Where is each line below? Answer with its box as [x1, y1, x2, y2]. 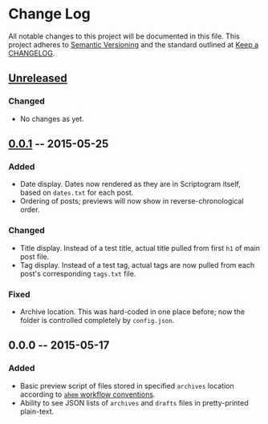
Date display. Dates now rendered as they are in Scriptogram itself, [19, 180, 241, 189]
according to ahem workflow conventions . [19, 390, 156, 399]
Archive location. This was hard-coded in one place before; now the [19, 306, 246, 317]
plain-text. [19, 406, 55, 416]
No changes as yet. [19, 114, 84, 123]
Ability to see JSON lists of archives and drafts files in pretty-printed [19, 398, 249, 407]
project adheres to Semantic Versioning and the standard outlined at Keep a [8, 39, 259, 49]
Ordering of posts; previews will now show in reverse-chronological [19, 196, 244, 206]
